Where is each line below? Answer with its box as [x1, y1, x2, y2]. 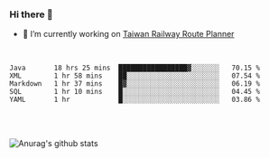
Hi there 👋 [9, 8, 54, 21]
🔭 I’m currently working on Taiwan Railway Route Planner [22, 29, 235, 40]
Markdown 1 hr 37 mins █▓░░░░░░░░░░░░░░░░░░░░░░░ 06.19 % [9, 79, 260, 88]
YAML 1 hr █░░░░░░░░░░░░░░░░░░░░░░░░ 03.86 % [9, 95, 260, 105]
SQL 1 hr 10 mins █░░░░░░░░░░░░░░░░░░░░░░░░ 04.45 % [9, 88, 260, 97]
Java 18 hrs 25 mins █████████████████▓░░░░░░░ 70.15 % [9, 63, 260, 73]
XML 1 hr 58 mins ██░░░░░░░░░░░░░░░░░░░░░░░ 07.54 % [9, 71, 260, 80]
